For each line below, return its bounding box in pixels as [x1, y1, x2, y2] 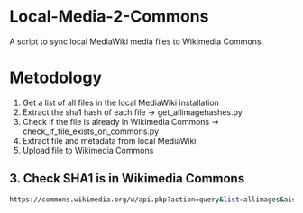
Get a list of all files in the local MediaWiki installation [22, 97, 219, 108]
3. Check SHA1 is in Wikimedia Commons [9, 171, 245, 186]
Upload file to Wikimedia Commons [22, 145, 154, 155]
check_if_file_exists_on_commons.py [22, 126, 160, 137]
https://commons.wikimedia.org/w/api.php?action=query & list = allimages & [9, 195, 284, 204]
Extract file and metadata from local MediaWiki [22, 135, 197, 146]
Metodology [9, 67, 103, 88]
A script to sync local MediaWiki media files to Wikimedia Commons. [9, 36, 264, 47]
